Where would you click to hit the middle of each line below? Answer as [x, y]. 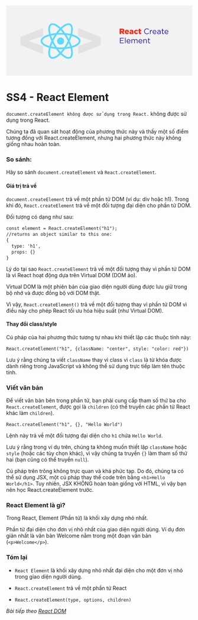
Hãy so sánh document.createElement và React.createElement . [81, 172]
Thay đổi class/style [32, 324]
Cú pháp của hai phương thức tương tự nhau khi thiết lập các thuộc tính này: [99, 337]
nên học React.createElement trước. [50, 490]
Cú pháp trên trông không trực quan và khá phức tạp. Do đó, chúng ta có [95, 471]
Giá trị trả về [22, 186]
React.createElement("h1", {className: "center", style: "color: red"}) [98, 349]
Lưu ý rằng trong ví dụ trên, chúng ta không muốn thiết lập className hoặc [97, 447]
